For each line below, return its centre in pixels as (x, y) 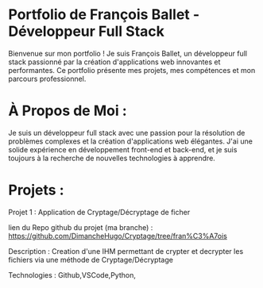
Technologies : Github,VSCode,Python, (72, 275)
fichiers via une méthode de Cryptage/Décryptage (91, 259)
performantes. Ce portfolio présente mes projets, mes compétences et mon (132, 70)
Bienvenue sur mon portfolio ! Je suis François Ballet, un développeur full (128, 53)
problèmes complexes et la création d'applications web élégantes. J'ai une (130, 141)
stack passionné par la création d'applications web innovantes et (114, 62)
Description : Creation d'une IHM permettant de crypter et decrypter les (126, 251)
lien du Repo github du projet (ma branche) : (81, 227)
